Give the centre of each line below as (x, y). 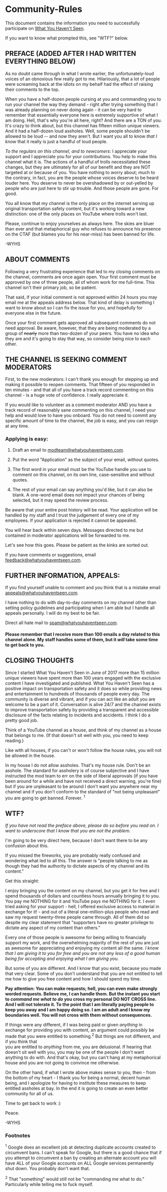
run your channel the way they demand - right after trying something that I (82, 104)
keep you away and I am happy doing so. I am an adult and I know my (78, 1010)
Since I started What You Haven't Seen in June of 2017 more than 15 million (82, 673)
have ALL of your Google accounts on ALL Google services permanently (80, 1163)
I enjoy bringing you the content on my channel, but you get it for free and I (82, 891)
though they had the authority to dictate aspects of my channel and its (77, 866)
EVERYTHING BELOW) (40, 62)
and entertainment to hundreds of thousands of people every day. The (77, 694)
